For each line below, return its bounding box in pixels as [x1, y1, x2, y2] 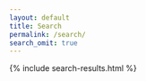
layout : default [9, 13, 70, 22]
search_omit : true [9, 38, 78, 48]
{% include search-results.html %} [9, 63, 137, 74]
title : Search [9, 22, 63, 31]
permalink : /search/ [9, 30, 87, 39]
